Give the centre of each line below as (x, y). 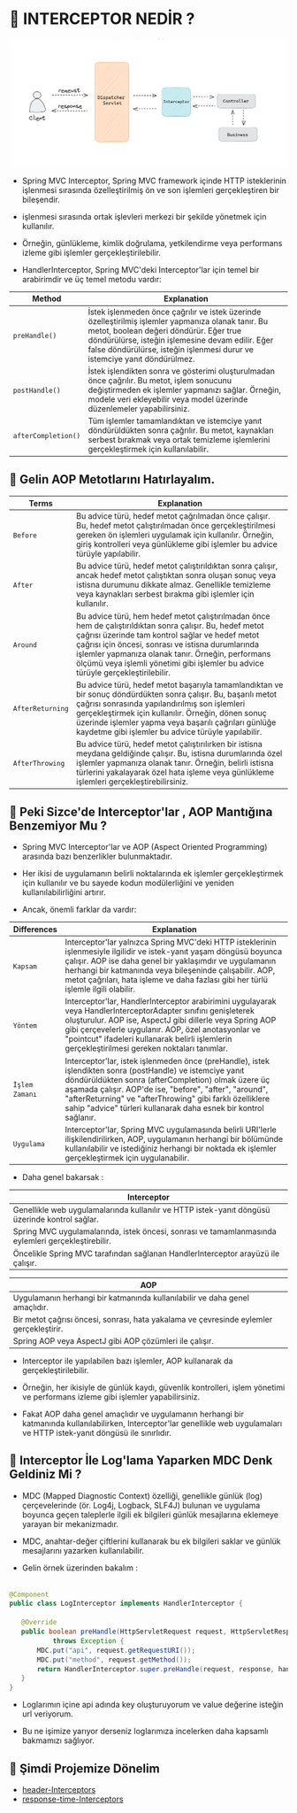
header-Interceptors (59, 1790)
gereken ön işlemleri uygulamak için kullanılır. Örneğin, (175, 535)
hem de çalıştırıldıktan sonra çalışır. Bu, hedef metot (170, 625)
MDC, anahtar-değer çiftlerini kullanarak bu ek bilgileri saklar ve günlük (151, 1541)
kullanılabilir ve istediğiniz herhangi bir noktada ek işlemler (171, 1148)
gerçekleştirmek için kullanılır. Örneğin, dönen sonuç (171, 713)
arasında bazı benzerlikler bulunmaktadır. (97, 856)
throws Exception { (88, 1641)
